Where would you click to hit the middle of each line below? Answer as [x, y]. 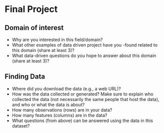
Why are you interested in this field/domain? [57, 39]
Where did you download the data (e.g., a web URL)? [66, 88]
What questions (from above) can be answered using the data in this [82, 120]
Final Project [31, 9]
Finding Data [25, 77]
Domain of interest [34, 28]
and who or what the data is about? [48, 104]
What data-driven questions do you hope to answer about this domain [84, 55]
